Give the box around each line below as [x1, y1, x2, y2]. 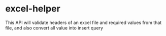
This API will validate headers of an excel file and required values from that [5, 19, 162, 25]
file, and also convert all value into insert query [5, 24, 103, 30]
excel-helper [5, 3, 61, 14]
